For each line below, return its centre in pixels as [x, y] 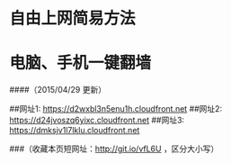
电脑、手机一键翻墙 [80, 63]
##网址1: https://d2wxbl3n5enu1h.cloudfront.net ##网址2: [116, 109]
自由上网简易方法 [73, 18]
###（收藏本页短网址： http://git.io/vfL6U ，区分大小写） [114, 149]
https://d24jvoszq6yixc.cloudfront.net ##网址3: [97, 120]
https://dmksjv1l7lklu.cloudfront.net [75, 131]
